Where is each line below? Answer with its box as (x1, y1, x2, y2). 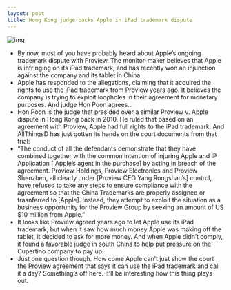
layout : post (7, 10, 45, 17)
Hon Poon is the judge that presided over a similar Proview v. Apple (17, 108, 209, 116)
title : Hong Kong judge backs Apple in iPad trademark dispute (7, 17, 193, 23)
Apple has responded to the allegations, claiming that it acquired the (17, 78, 212, 86)
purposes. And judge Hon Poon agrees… (17, 100, 133, 108)
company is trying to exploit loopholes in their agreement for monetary (17, 93, 219, 101)
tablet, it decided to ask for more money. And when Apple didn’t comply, (17, 232, 223, 240)
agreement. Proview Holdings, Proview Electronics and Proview (17, 166, 198, 175)
